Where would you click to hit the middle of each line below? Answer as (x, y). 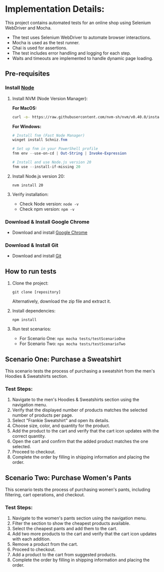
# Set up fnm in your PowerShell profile (55, 149)
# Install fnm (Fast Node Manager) (48, 135)
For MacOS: (24, 108)
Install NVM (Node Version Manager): (50, 98)
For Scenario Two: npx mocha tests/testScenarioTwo (72, 344)
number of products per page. (43, 415)
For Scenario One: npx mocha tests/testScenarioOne (72, 339)
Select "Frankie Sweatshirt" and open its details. (61, 421)
